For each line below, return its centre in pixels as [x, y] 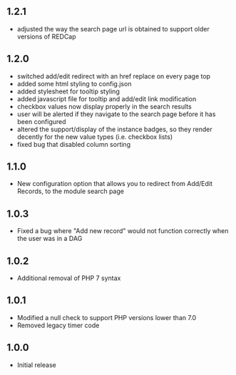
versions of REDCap [46, 36]
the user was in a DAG [50, 239]
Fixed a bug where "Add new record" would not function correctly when [123, 231]
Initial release [36, 365]
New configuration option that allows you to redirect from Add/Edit [115, 184]
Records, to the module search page [70, 191]
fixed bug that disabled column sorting [74, 144]
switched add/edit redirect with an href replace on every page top [114, 76]
